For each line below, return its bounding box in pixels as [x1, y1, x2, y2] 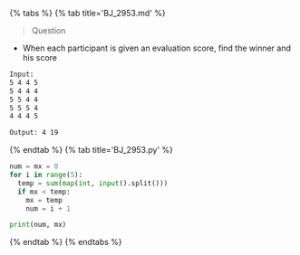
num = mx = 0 [9, 162, 59, 171]
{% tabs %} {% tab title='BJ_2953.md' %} [9, 8, 166, 18]
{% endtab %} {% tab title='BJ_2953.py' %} [9, 145, 174, 156]
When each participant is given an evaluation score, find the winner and [22, 42, 292, 53]
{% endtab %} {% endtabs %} [9, 237, 122, 248]
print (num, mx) [9, 221, 67, 230]
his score [22, 52, 57, 62]
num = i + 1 [25, 203, 71, 213]
